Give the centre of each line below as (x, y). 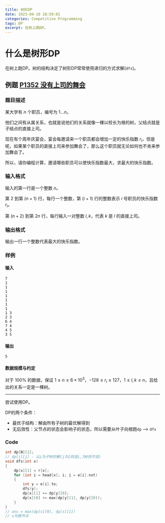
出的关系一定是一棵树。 (29, 387)
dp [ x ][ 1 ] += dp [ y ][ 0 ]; (46, 494)
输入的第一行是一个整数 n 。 (33, 188)
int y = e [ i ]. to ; (40, 484)
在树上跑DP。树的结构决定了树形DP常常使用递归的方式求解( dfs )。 (72, 68)
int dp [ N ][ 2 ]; (20, 452)
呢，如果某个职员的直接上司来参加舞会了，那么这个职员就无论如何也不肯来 (80, 146)
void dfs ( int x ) (22, 461)
